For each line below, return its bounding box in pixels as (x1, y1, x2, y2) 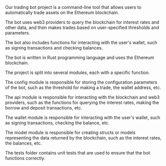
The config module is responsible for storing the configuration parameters (5, 79, 158, 85)
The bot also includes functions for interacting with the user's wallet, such (5, 39, 158, 45)
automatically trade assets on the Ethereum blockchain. (5, 9, 119, 15)
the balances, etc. (5, 140, 42, 146)
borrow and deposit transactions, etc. (5, 105, 82, 110)
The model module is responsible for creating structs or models (5, 129, 136, 135)
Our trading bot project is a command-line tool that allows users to (5, 4, 142, 10)
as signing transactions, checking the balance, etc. (5, 120, 110, 125)
